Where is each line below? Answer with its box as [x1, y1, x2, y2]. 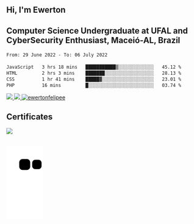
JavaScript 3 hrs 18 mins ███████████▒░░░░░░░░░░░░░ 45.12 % [6, 64, 182, 71]
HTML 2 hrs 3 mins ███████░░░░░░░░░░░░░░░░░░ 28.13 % [6, 70, 182, 77]
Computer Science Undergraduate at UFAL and [6, 26, 188, 36]
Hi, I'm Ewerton [6, 5, 66, 15]
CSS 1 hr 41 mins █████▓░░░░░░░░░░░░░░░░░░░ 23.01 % [6, 76, 182, 83]
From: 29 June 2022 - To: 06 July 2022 [6, 52, 108, 58]
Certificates [6, 111, 53, 122]
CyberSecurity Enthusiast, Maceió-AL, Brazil [6, 35, 181, 45]
